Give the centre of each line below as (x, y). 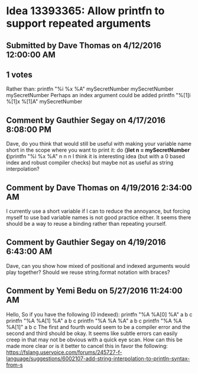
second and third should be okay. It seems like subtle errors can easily (92, 333)
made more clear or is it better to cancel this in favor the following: (87, 346)
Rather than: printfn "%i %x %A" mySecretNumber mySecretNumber (90, 89)
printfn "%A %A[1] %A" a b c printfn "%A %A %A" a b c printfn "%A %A (94, 321)
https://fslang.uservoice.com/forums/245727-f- (64, 352)
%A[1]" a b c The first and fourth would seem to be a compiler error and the (98, 327)
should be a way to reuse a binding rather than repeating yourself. (87, 224)
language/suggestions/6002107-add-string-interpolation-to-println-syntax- (98, 358)
